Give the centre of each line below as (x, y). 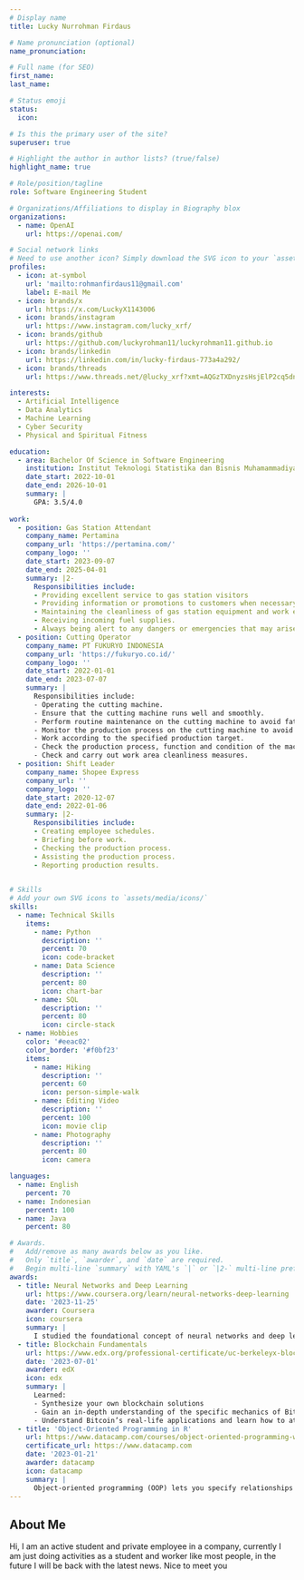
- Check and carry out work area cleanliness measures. (141, 756)
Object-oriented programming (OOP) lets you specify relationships (163, 1488)
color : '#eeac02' (58, 1042)
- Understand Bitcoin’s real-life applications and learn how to (159, 1420)
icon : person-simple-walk (91, 1093)
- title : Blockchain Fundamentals (82, 1344)
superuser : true (40, 142)
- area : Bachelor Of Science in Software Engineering (121, 460)
